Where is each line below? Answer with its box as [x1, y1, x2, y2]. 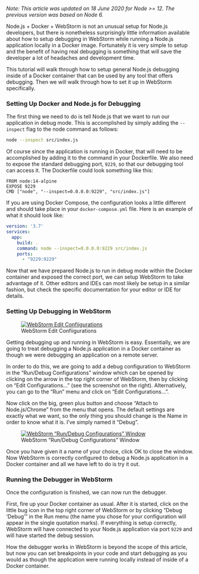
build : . [17, 239, 39, 246]
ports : [17, 251, 33, 257]
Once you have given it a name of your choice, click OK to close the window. [6, 447, 194, 455]
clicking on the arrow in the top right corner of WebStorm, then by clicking [6, 375, 188, 383]
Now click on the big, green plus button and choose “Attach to [6, 399, 159, 406]
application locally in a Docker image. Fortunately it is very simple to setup [6, 42, 188, 49]
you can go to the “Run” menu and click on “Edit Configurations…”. [6, 388, 169, 395]
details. [6, 292, 24, 299]
